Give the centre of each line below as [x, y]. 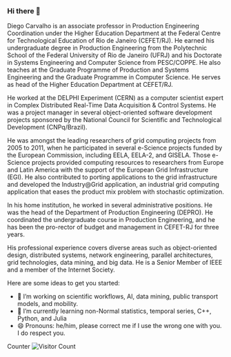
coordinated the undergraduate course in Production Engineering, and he [111, 220]
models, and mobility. [48, 304]
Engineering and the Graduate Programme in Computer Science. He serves [114, 77]
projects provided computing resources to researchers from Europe [128, 163]
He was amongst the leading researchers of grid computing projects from [112, 141]
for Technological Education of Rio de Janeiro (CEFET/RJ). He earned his [111, 41]
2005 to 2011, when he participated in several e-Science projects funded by [115, 148]
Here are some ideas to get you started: [64, 283]
